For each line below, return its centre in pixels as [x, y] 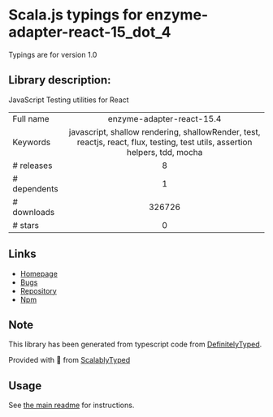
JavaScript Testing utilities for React [69, 100]
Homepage [39, 273]
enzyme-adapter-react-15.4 [165, 118]
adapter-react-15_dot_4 [90, 32]
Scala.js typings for [76, 15]
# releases [32, 166]
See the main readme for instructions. [71, 405]
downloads [34, 212]
